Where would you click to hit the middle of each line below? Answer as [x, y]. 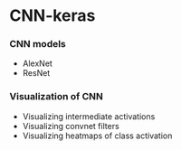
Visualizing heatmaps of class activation [97, 136]
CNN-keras [52, 16]
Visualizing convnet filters [71, 126]
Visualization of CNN [57, 97]
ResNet [36, 73]
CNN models [38, 44]
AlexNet [37, 63]
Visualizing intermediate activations [89, 116]
